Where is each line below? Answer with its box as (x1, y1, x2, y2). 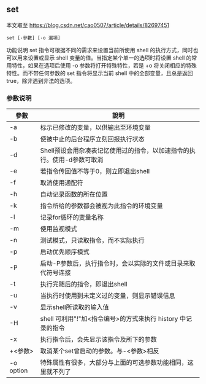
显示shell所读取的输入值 (40, 303, 109, 312)
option (9, 366, 28, 375)
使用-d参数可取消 (52, 155, 104, 164)
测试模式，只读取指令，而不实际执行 (40, 236, 145, 245)
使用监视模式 (40, 225, 78, 233)
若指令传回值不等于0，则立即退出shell (40, 167, 150, 176)
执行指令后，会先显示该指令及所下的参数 (40, 335, 158, 344)
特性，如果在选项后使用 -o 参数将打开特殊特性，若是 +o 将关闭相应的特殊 (11, 61, 197, 69)
